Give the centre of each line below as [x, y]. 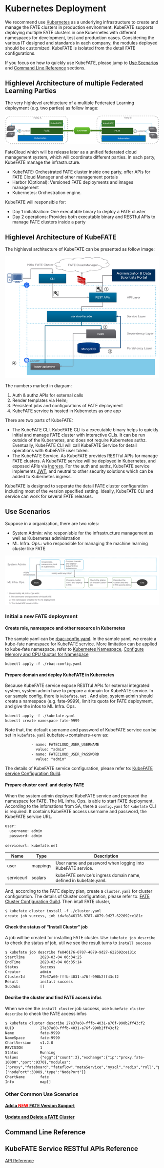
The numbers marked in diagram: [39, 386]
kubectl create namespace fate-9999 [42, 721]
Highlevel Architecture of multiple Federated [74, 83]
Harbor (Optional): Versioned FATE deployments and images [72, 182]
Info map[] [28, 1082]
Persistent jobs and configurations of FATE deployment [67, 405]
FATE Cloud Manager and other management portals [65, 177]
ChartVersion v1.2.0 [29, 1043]
